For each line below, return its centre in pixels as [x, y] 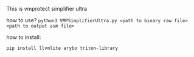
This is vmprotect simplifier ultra [47, 9]
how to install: [24, 37]
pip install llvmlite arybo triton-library [62, 48]
